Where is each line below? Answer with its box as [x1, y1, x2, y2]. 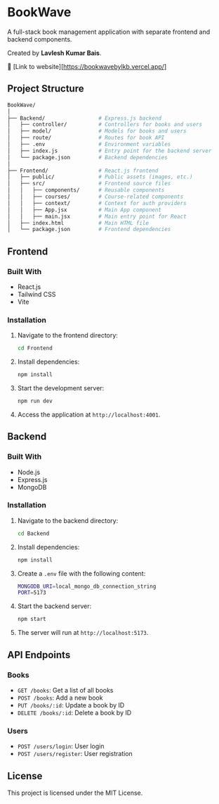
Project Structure [7, 82, 84, 95]
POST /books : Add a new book [17, 693, 103, 702]
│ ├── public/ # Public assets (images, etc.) [7, 173, 193, 180]
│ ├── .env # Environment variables [7, 141, 171, 148]
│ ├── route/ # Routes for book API [7, 135, 165, 142]
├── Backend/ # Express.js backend [7, 114, 161, 122]
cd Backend [17, 530, 50, 537]
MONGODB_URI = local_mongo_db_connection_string [17, 583, 157, 590]
